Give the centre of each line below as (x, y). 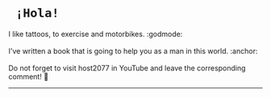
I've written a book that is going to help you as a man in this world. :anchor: (133, 51)
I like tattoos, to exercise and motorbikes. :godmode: (96, 34)
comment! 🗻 (29, 76)
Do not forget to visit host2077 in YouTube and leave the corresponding (127, 68)
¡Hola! (38, 13)
